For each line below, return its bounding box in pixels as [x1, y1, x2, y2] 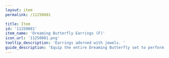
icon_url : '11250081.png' [5, 36, 60, 41]
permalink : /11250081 [5, 12, 51, 17]
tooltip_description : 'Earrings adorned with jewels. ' [5, 40, 125, 46]
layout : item [5, 7, 33, 13]
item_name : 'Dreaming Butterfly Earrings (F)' [5, 31, 105, 36]
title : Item [5, 21, 30, 26]
